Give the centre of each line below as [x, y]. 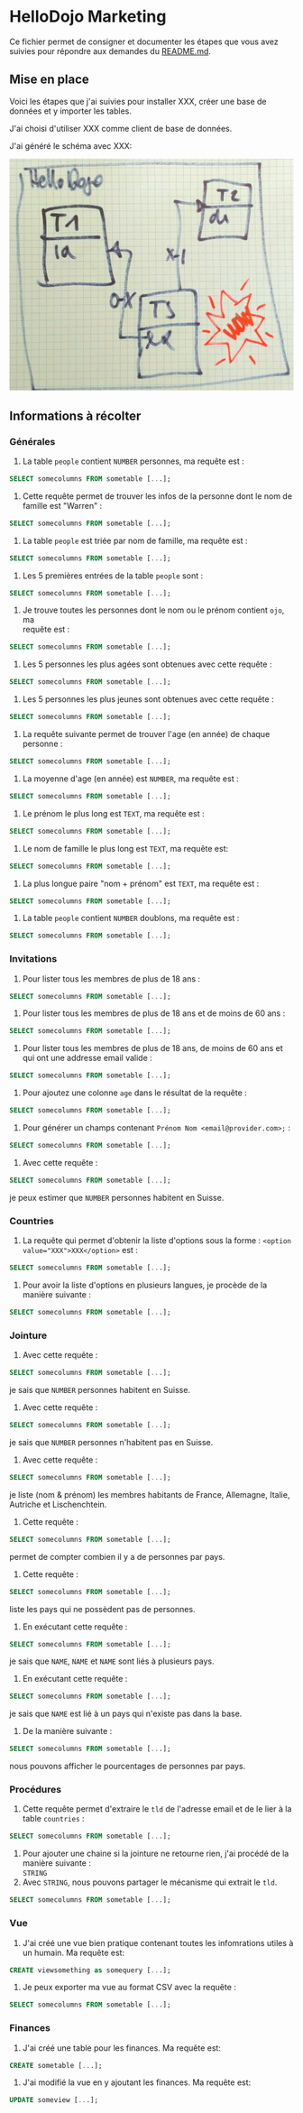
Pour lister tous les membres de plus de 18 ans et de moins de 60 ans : [154, 1013]
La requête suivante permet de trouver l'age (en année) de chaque [146, 734]
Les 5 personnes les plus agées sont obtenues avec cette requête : [147, 664]
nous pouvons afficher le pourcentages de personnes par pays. [128, 1767]
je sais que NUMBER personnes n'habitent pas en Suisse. [111, 1442]
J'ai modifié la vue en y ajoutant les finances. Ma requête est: [137, 2082]
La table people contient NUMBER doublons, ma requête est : [131, 918]
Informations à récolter [75, 415]
